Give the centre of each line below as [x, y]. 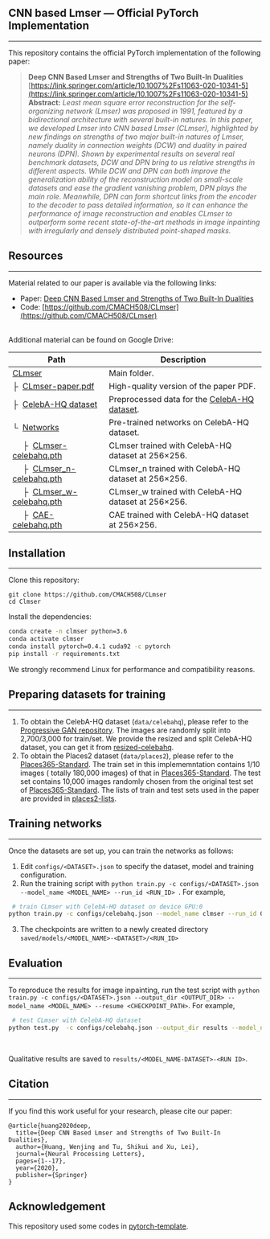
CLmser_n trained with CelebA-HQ [175, 468]
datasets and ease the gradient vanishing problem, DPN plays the [137, 187]
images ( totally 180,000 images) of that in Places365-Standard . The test [140, 773]
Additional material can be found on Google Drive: [91, 339]
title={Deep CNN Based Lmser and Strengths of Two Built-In [118, 1133]
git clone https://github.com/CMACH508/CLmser [88, 595]
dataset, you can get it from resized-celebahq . [97, 747]
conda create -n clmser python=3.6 [68, 632]
